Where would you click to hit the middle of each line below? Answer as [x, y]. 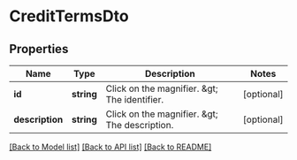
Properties [39, 49]
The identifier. [135, 99]
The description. [140, 125]
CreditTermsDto [69, 16]
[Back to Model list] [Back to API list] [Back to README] [110, 147]
